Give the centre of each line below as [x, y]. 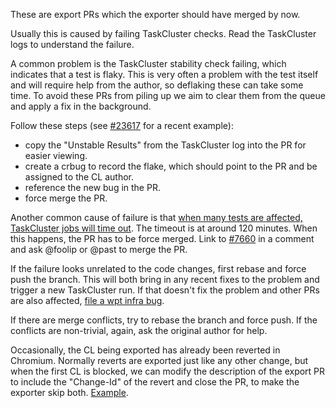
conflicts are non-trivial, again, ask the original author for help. [139, 330]
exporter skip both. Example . [69, 392]
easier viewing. [56, 155]
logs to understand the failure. [72, 44]
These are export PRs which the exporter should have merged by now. [155, 14]
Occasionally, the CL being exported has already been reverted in [145, 350]
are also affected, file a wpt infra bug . [87, 300]
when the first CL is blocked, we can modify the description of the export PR [168, 371]
